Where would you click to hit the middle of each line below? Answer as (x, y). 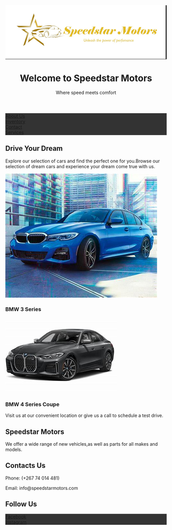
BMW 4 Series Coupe (33, 404)
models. (14, 449)
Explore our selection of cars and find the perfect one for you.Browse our (83, 161)
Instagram (16, 522)
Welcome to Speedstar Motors (86, 78)
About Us (15, 116)
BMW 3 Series (23, 309)
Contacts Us (26, 465)
